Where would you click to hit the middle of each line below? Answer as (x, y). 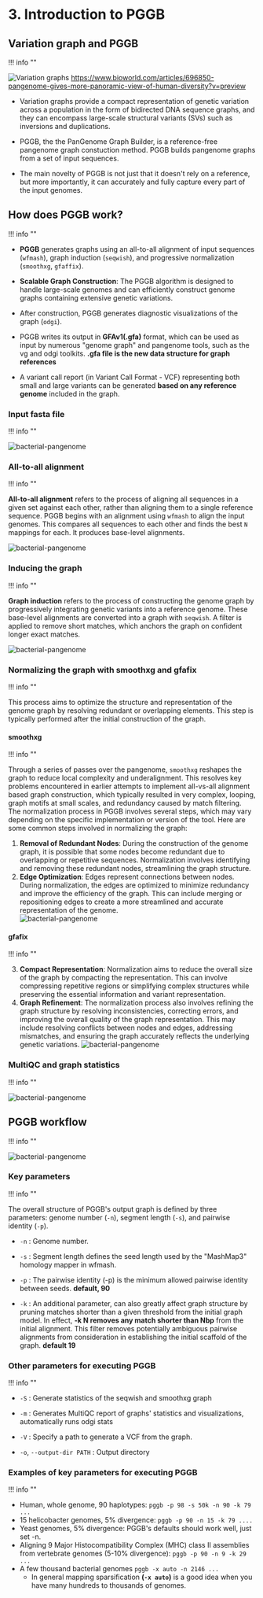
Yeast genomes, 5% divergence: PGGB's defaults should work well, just (135, 1529)
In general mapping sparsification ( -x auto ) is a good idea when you (142, 1577)
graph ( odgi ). (41, 321)
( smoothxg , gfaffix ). (51, 266)
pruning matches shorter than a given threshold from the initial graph (131, 1312)
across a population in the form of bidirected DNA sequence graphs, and (137, 109)
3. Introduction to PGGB (87, 15)
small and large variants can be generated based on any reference (128, 385)
